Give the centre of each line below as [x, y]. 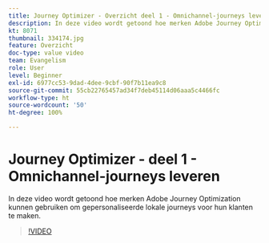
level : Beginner [35, 75]
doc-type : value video [46, 53]
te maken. [25, 215]
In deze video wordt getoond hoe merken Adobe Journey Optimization [125, 198]
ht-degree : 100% [35, 113]
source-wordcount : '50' [48, 105]
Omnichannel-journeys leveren [114, 176]
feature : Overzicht [41, 46]
